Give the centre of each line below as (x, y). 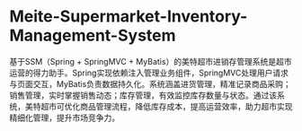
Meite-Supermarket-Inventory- (129, 17)
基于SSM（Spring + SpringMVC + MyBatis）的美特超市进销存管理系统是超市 (151, 61)
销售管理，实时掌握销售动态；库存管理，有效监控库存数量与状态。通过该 (143, 95)
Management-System (93, 35)
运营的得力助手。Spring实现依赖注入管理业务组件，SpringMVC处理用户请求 (149, 73)
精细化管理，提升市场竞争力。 (64, 118)
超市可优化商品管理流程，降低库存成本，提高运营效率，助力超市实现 (166, 106)
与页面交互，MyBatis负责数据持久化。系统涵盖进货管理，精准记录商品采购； (151, 83)
